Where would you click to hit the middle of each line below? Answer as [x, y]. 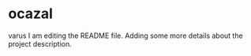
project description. [40, 43]
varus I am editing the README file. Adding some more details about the [126, 35]
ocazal [31, 14]
